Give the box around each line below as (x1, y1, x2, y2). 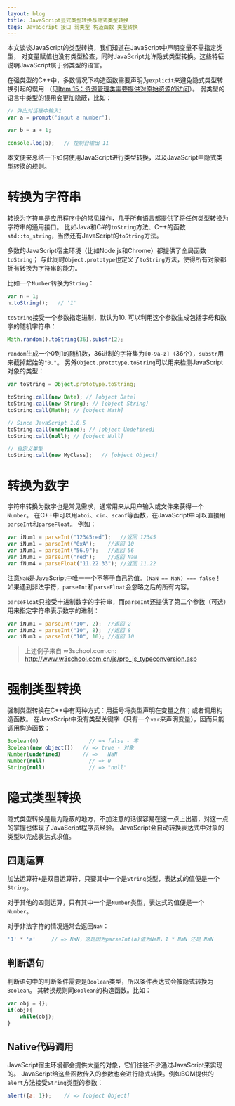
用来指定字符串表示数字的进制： (7, 606, 100, 615)
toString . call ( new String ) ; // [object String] (7, 400, 149, 408)
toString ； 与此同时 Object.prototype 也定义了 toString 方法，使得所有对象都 (7, 255, 227, 264)
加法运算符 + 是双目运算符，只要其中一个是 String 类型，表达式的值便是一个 (7, 875, 220, 883)
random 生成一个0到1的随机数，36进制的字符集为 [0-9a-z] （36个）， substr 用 (7, 349, 224, 358)
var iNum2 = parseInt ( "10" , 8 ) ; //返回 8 (7, 626, 131, 634)
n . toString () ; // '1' (7, 300, 77, 307)
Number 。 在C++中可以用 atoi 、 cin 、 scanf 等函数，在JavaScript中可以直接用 (7, 511, 226, 520)
